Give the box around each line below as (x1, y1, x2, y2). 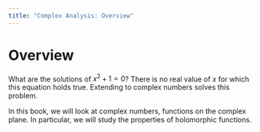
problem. (8, 91, 38, 101)
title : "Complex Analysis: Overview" (8, 11, 134, 20)
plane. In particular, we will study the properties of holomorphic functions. (8, 115, 252, 125)
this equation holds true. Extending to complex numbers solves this (8, 82, 230, 92)
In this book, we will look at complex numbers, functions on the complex (8, 106, 246, 116)
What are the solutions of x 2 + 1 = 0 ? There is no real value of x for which (8, 73, 250, 84)
